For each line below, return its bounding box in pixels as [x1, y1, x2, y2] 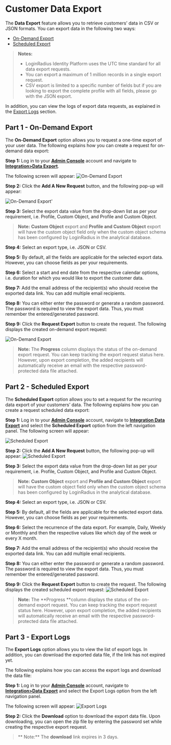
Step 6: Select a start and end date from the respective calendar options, [5, 269, 159, 275]
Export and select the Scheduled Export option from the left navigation [5, 422, 156, 428]
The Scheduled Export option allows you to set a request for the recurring [5, 396, 162, 402]
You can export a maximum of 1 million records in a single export [25, 71, 162, 77]
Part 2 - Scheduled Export [5, 383, 89, 391]
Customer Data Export [5, 3, 102, 15]
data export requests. [25, 66, 71, 72]
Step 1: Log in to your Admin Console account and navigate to [5, 157, 137, 164]
